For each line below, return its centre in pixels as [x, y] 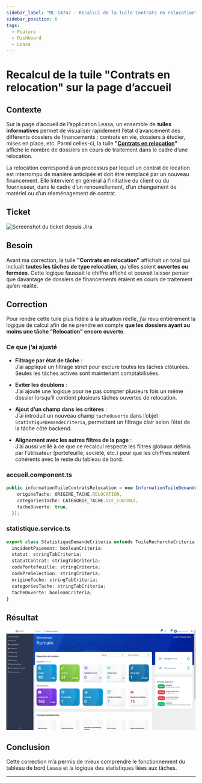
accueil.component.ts [39, 475]
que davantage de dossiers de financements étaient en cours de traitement [99, 279]
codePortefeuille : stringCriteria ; [56, 567]
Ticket [18, 212]
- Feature [24, 32]
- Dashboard [27, 38]
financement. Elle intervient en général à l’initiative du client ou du [88, 181]
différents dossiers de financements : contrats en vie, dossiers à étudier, [96, 137]
